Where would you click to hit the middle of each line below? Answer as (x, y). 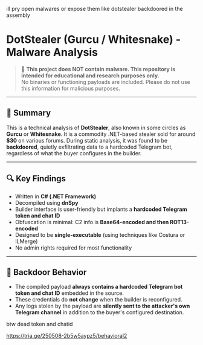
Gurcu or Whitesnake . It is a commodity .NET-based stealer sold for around (101, 134)
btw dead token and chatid (40, 324)
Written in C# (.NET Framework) (56, 196)
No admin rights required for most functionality (73, 248)
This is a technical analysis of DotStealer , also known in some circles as (96, 127)
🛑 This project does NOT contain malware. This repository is (98, 69)
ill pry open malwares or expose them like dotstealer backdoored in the (95, 9)
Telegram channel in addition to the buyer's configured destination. (99, 312)
